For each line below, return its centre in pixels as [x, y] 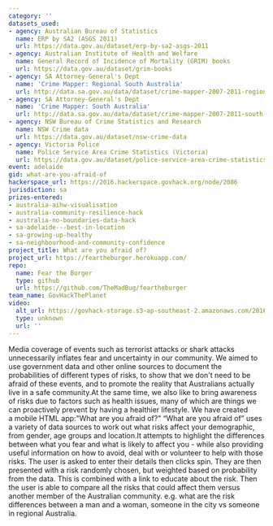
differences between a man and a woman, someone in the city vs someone [134, 504]
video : [19, 303]
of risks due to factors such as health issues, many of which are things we [133, 401]
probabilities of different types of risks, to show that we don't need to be [130, 375]
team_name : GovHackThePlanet [58, 296]
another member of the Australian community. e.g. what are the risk [122, 496]
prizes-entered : [36, 197]
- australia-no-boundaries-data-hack [72, 220]
